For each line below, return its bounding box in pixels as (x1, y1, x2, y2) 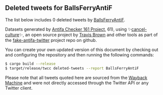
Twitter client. (5, 85, 33, 91)
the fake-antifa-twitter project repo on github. (5, 37, 97, 43)
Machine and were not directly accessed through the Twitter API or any (5, 80, 149, 86)
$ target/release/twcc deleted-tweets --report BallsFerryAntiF (5, 66, 139, 71)
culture (5, 32, 20, 38)
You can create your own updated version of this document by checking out (5, 46, 159, 53)
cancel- (131, 26, 147, 32)
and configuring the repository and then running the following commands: (5, 52, 154, 57)
